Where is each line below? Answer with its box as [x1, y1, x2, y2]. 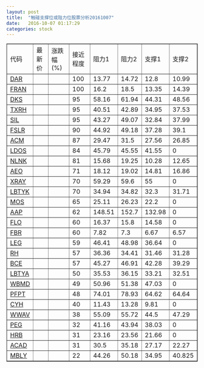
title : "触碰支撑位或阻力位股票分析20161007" [6, 15, 114, 21]
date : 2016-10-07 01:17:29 [6, 20, 80, 26]
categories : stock [6, 26, 53, 32]
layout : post [6, 9, 39, 15]
